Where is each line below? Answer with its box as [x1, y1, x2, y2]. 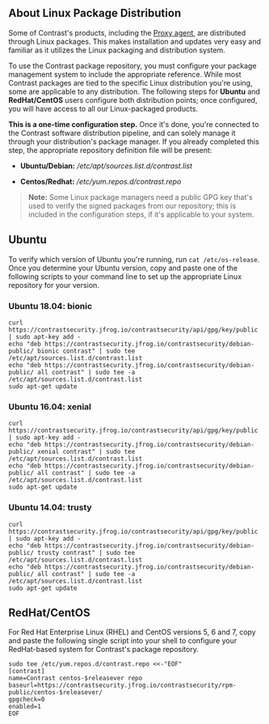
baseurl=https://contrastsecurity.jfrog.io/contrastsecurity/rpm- [8, 681, 237, 690]
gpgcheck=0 [8, 696, 45, 704]
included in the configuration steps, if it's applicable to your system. [27, 210, 254, 219]
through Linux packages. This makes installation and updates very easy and [8, 36, 261, 46]
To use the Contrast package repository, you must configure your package [8, 61, 257, 70]
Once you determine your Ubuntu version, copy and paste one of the [8, 263, 238, 273]
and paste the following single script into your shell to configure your [8, 636, 237, 646]
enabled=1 [8, 703, 42, 711]
